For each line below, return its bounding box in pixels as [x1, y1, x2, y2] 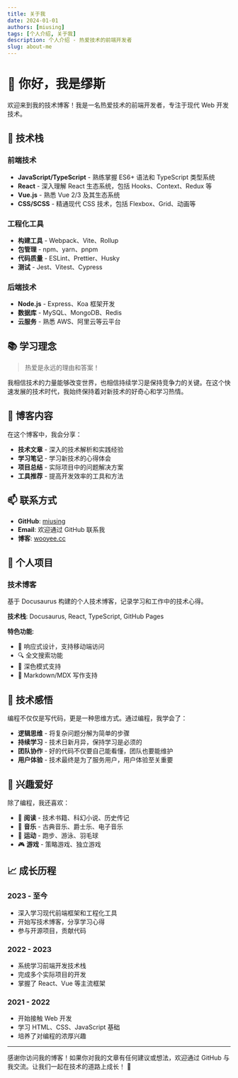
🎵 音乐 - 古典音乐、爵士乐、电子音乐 [17, 822, 124, 831]
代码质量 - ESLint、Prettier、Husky [17, 254, 120, 262]
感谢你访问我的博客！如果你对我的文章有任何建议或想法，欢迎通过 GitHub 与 [7, 1053, 230, 1062]
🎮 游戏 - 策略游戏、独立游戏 [17, 840, 101, 849]
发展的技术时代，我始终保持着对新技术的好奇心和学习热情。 [13, 387, 188, 396]
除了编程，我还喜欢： [7, 798, 69, 807]
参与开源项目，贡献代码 [17, 926, 86, 935]
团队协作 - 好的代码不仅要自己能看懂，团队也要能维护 [17, 747, 174, 755]
